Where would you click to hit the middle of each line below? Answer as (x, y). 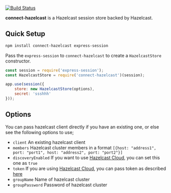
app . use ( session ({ (25, 84)
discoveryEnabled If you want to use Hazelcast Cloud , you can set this (86, 157)
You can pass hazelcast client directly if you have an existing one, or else (82, 127)
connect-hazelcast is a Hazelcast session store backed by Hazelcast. (79, 18)
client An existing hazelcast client (49, 142)
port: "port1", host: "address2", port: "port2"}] (68, 153)
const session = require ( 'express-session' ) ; (54, 70)
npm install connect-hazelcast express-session (57, 46)
